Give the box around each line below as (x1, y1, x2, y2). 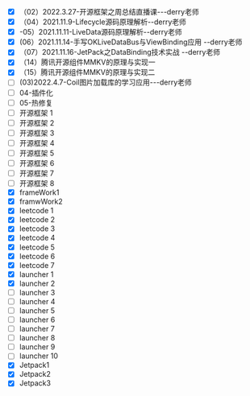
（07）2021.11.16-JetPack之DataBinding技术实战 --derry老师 (19, 47, 221, 57)
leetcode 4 (19, 233, 56, 243)
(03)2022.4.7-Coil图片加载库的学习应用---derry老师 (19, 77, 193, 87)
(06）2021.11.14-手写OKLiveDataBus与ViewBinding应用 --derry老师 (19, 37, 243, 47)
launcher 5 (19, 305, 56, 316)
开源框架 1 (19, 108, 53, 118)
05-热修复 (19, 97, 53, 107)
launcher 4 (19, 296, 56, 306)
